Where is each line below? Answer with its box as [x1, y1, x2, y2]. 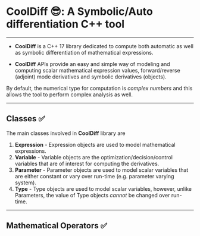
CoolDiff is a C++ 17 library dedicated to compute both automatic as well [14, 42, 193, 49]
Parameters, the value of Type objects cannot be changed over [14, 191, 170, 199]
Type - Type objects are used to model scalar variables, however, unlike [14, 185, 192, 192]
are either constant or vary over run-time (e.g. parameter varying [14, 172, 174, 180]
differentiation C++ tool [6, 17, 125, 31]
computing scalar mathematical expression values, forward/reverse [14, 67, 180, 74]
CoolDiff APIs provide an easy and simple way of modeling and [14, 60, 171, 67]
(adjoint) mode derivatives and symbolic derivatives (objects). [14, 73, 167, 80]
